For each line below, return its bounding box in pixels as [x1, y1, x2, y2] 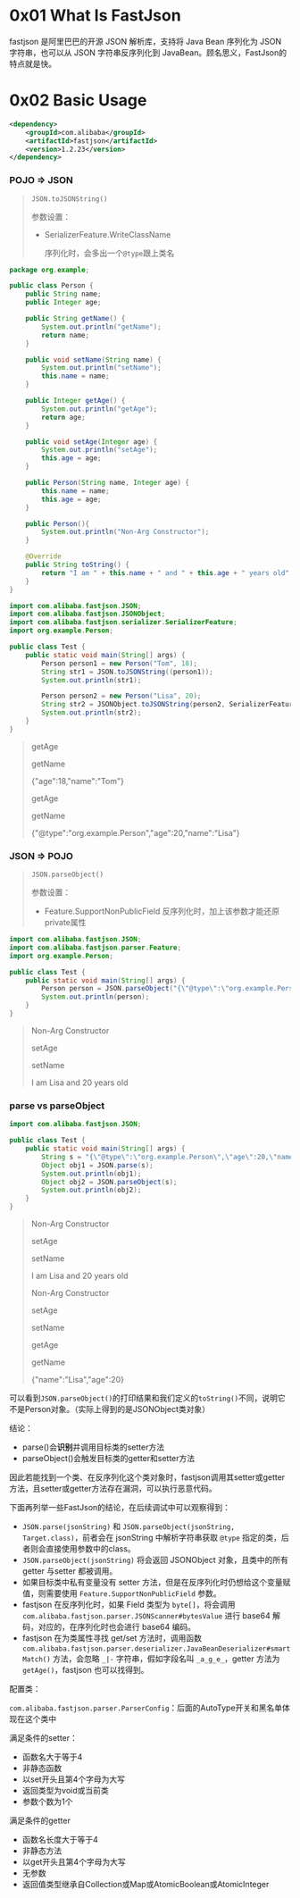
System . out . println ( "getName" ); [41, 322, 162, 331]
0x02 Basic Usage [9, 90, 147, 111]
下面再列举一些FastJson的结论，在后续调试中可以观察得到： [9, 1502, 230, 1513]
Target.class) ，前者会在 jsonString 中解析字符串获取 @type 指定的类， [21, 1533, 282, 1543]
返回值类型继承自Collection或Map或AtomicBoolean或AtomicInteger [21, 1879, 270, 1890]
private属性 [44, 917, 87, 928]
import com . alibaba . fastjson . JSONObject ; [9, 609, 166, 619]
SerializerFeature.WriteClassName [44, 229, 171, 239]
